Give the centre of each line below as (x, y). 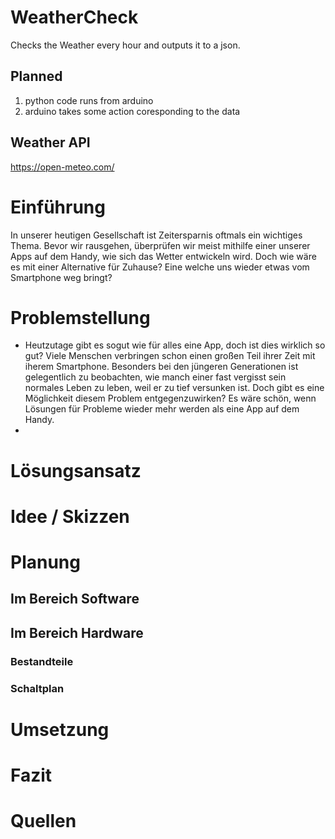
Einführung (58, 207)
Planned (36, 76)
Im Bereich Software (75, 599)
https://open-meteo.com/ (62, 167)
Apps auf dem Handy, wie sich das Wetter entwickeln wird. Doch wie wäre (163, 256)
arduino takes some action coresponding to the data (132, 111)
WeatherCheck (74, 17)
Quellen (43, 821)
